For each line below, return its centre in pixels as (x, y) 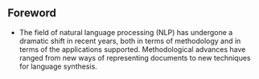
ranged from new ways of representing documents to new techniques (135, 57)
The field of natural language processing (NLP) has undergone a (126, 32)
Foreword (32, 13)
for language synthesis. (58, 66)
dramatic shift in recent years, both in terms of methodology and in (130, 41)
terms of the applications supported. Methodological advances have (132, 49)
